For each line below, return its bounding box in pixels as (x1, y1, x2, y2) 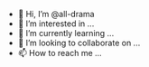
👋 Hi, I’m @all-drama (17, 9, 95, 19)
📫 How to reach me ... (17, 48, 102, 58)
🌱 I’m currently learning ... (17, 28, 115, 38)
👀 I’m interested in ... (17, 18, 95, 29)
